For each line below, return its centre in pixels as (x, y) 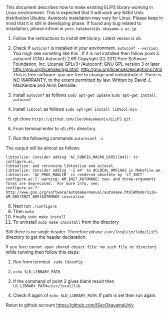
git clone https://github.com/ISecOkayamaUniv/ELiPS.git (72, 119)
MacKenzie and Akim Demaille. (45, 85)
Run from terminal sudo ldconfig (48, 262)
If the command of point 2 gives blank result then (63, 281)
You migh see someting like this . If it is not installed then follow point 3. (86, 53)
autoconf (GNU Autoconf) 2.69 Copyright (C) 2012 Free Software (80, 59)
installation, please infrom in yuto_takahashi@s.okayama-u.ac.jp (71, 29)
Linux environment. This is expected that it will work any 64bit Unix (75, 13)
